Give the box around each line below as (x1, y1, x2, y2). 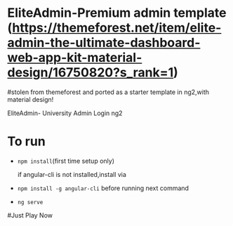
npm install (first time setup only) (17, 157, 114, 165)
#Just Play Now (7, 211, 53, 219)
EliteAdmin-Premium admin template (7, 5, 227, 21)
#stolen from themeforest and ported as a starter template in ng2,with (7, 88, 209, 96)
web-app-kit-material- (7, 50, 142, 66)
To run (7, 133, 46, 149)
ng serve (17, 199, 44, 206)
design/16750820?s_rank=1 (7, 65, 174, 81)
